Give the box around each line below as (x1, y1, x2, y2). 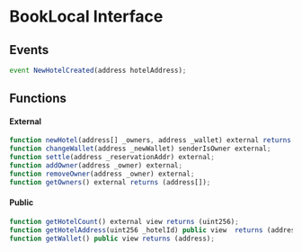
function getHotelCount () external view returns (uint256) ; (9, 217, 240, 226)
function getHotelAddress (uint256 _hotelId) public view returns (9, 225, 263, 235)
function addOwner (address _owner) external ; (9, 161, 182, 170)
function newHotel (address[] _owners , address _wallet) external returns (9, 136, 292, 145)
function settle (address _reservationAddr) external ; (9, 153, 216, 162)
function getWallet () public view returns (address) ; (9, 234, 216, 243)
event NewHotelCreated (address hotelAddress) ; (9, 66, 187, 75)
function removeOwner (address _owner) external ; (9, 169, 195, 178)
